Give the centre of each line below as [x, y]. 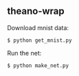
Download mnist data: [38, 27]
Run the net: [24, 53]
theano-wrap [36, 11]
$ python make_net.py [38, 65]
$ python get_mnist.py [39, 40]
